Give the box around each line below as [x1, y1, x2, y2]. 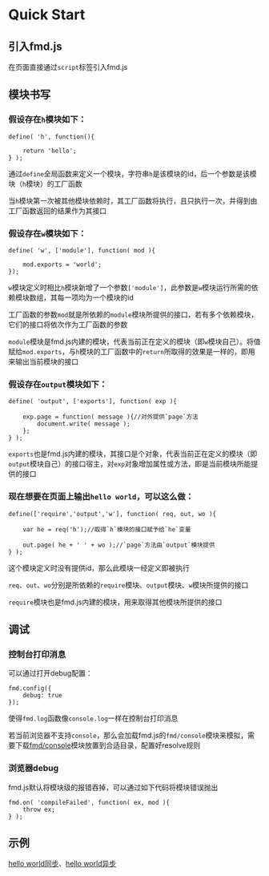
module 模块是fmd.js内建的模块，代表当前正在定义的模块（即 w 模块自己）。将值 [8, 337, 261, 346]
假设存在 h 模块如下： [8, 114, 86, 125]
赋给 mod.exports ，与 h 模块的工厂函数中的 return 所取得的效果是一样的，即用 [8, 346, 255, 356]
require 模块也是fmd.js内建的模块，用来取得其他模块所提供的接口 [8, 597, 223, 607]
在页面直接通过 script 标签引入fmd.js [8, 63, 128, 71]
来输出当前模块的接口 [8, 357, 78, 366]
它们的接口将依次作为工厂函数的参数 [8, 319, 128, 329]
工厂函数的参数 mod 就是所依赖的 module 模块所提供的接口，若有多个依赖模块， [8, 309, 259, 319]
